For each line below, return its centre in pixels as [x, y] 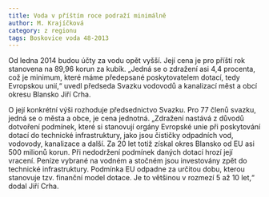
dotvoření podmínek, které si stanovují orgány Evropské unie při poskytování [134, 127]
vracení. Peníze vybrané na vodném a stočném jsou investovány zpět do [128, 161]
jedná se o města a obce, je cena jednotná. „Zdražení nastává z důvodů [126, 118]
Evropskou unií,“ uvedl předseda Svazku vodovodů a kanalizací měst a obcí [133, 86]
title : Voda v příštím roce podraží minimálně [87, 16]
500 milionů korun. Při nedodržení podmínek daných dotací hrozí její [121, 152]
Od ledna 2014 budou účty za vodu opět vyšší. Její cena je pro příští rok [127, 61]
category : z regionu [43, 30]
